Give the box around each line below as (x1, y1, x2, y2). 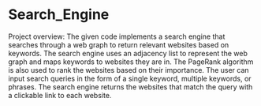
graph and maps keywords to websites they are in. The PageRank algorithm (8, 57, 254, 66)
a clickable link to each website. (8, 90, 112, 100)
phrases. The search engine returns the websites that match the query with (8, 81, 253, 92)
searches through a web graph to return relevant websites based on (8, 40, 229, 49)
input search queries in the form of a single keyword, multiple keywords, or (8, 74, 252, 83)
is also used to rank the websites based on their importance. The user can (8, 65, 250, 74)
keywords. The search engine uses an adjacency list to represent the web (8, 48, 248, 58)
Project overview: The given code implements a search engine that (8, 32, 226, 41)
